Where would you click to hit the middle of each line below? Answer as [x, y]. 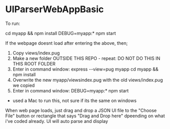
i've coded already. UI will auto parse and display [57, 121]
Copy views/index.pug [36, 53]
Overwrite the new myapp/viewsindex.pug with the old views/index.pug [88, 80]
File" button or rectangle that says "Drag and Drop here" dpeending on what [85, 116]
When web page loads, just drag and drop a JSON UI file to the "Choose [81, 110]
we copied [24, 85]
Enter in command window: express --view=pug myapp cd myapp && [86, 69]
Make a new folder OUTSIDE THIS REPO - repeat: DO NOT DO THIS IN [86, 58]
